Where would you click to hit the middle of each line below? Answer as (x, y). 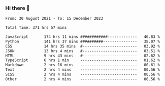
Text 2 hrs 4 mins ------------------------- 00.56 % (82, 70)
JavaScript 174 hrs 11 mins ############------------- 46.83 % (82, 37)
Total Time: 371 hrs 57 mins (36, 28)
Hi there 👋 (18, 8)
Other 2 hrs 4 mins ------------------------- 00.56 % (82, 79)
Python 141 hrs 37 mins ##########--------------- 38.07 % (82, 41)
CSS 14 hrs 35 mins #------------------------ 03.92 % (82, 46)
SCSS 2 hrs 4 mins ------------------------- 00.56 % (82, 75)
